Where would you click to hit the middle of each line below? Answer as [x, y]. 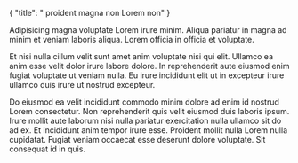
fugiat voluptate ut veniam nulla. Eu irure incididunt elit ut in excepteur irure [147, 75]
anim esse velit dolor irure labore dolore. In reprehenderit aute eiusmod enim [149, 66]
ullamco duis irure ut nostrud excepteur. [82, 85]
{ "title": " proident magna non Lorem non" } [90, 13]
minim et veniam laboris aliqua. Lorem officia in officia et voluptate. [132, 39]
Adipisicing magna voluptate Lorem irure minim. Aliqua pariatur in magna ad [148, 30]
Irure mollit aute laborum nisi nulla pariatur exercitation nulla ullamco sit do [145, 120]
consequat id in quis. [48, 149]
